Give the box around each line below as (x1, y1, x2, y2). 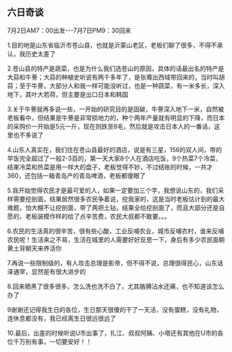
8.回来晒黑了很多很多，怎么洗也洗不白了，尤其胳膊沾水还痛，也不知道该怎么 (7, 282, 224, 290)
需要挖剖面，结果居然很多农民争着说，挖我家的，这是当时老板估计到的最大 (12, 194, 225, 203)
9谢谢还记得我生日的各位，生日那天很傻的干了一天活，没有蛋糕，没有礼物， (7, 305, 223, 313)
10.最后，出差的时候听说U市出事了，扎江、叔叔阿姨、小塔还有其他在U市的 (7, 328, 218, 337)
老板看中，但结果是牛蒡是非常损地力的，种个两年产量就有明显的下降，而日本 (7, 113, 225, 122)
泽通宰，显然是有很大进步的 (7, 267, 86, 275)
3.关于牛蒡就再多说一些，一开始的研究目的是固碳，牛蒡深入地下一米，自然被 (7, 104, 224, 113)
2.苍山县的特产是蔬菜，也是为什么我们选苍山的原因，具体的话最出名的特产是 (7, 64, 224, 73)
